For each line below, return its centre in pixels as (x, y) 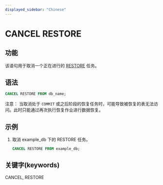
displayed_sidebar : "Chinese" (36, 10)
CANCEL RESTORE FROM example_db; (46, 149)
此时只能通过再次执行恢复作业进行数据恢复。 (58, 110)
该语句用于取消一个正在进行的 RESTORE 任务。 (52, 65)
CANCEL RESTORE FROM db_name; (36, 94)
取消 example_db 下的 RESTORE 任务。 (51, 140)
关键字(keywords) (32, 165)
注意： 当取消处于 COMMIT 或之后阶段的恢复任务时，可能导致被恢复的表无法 (80, 104)
